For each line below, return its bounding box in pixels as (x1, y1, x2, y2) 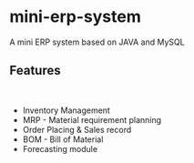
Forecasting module (22, 143, 98, 154)
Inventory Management (22, 105, 111, 116)
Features (9, 63, 61, 78)
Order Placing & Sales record (22, 124, 132, 135)
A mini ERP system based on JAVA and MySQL (9, 36, 185, 47)
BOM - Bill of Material (22, 134, 104, 145)
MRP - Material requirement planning (22, 114, 162, 125)
